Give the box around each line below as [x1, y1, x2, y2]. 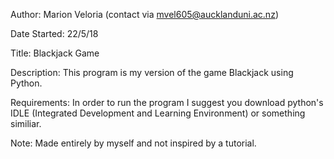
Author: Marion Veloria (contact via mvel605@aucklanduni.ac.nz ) [10, 9, 279, 20]
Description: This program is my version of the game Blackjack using [10, 67, 294, 78]
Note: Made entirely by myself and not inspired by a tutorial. [10, 137, 257, 149]
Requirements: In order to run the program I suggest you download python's [10, 97, 324, 108]
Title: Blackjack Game [10, 47, 100, 59]
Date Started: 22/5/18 [10, 28, 99, 39]
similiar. [10, 118, 42, 129]
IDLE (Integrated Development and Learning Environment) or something [10, 107, 306, 119]
